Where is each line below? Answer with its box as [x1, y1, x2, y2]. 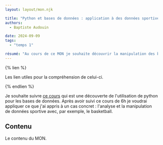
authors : [5, 20, 23, 25]
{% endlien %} [5, 83, 34, 89]
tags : [5, 38, 16, 43]
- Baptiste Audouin [9, 25, 49, 30]
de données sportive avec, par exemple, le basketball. [5, 108, 113, 114]
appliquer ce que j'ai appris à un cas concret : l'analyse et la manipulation [5, 103, 152, 109]
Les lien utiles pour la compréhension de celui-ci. [5, 74, 103, 80]
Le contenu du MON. [5, 135, 47, 141]
